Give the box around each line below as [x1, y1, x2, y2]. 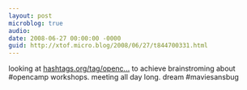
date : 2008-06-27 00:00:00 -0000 [8, 34, 121, 43]
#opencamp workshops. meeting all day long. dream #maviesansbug [8, 72, 239, 82]
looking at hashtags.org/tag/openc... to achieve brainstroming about [8, 63, 236, 73]
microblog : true [8, 19, 63, 27]
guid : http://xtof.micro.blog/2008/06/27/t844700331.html [8, 42, 208, 50]
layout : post [8, 11, 53, 20]
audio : [8, 27, 31, 35]
